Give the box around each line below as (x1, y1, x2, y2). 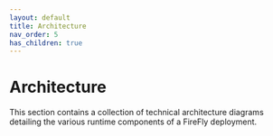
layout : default (9, 13, 71, 23)
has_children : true (9, 38, 83, 48)
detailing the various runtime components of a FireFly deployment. (9, 116, 258, 127)
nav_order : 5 (9, 30, 59, 39)
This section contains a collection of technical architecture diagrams (9, 107, 264, 118)
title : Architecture (9, 22, 88, 31)
